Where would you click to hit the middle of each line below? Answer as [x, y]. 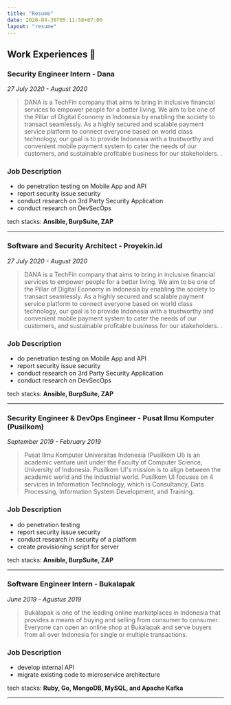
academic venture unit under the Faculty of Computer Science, [113, 462]
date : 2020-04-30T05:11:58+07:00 [55, 20]
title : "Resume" [30, 13]
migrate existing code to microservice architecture [88, 675]
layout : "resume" [32, 26]
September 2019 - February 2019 [54, 442]
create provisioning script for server [68, 546]
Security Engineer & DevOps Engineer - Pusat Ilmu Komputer [111, 418]
